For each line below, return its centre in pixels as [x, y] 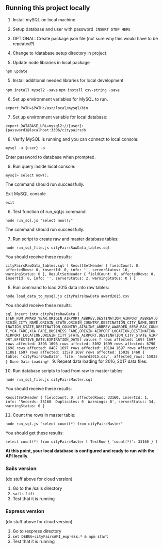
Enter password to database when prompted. [51, 157]
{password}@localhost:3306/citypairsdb [46, 130]
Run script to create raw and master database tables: [65, 239]
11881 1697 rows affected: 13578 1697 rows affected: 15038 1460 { [75, 352]
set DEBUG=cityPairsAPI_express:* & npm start [60, 537]
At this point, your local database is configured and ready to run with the [80, 451]
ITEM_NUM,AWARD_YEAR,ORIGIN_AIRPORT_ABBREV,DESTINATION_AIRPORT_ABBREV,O [82, 318]
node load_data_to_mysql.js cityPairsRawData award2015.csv [68, 296]
